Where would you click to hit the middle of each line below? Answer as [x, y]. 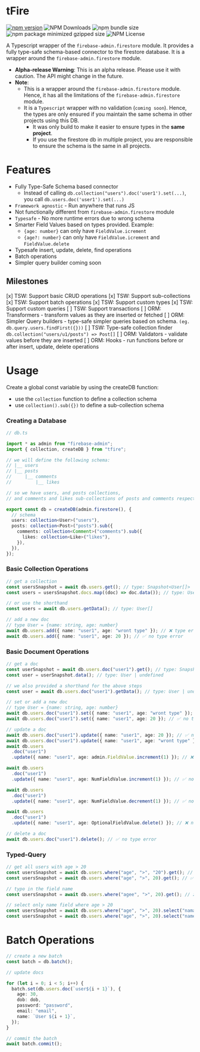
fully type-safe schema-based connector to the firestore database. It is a [96, 51]
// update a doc [26, 730]
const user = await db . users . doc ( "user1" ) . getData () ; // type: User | [96, 691]
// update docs [25, 972]
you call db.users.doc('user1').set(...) [74, 199]
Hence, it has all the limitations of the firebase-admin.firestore [102, 95]
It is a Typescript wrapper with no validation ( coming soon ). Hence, [105, 107]
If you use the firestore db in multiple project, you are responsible [113, 139]
